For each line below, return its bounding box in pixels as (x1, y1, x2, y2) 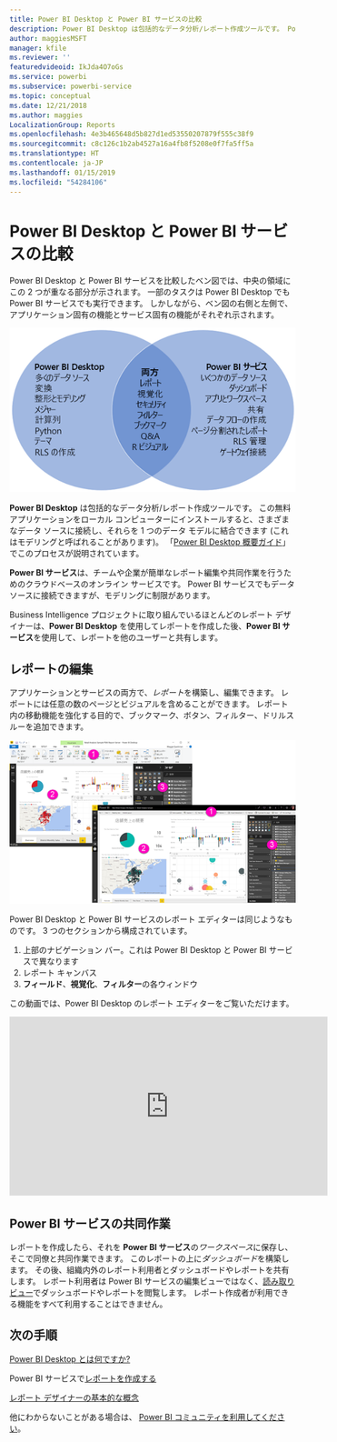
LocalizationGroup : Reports (9, 120, 116, 129)
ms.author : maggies (9, 110, 84, 120)
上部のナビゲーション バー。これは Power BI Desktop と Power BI (22, 945, 267, 956)
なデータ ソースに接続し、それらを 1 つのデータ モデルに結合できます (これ (9, 526, 289, 536)
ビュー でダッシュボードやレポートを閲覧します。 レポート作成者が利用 (9, 1287, 273, 1298)
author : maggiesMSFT (9, 34, 88, 43)
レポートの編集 (9, 661, 94, 676)
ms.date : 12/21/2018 (9, 101, 88, 110)
